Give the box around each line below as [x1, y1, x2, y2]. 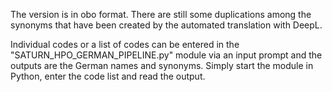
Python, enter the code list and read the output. [10, 70, 206, 82]
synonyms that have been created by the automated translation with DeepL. [10, 19, 323, 31]
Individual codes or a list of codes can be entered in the [10, 39, 240, 50]
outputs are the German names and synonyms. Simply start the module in [10, 60, 314, 71]
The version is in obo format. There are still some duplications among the [10, 9, 312, 20]
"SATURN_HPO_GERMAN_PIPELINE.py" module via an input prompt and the [10, 49, 323, 61]
